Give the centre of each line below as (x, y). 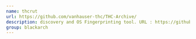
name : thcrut (22, 11)
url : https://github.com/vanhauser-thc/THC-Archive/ (71, 17)
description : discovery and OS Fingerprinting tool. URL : (79, 22)
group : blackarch (27, 27)
